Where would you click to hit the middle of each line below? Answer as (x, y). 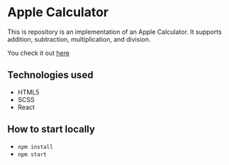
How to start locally (51, 129)
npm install (35, 147)
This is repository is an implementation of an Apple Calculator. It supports (114, 32)
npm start (32, 154)
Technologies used (50, 75)
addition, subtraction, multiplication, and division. (79, 39)
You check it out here (38, 53)
